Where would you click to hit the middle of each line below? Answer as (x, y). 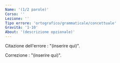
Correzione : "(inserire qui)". (33, 55)
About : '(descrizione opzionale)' (40, 32)
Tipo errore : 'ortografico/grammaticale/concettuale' (61, 23)
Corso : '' (15, 14)
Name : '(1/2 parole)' (27, 9)
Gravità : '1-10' (21, 28)
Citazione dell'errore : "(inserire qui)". (43, 46)
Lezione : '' (17, 18)
